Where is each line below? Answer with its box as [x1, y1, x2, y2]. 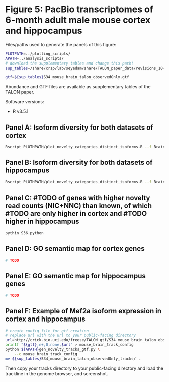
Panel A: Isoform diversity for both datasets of [5, 123, 153, 132]
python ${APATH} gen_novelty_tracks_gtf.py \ [5, 347, 100, 352]
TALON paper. [5, 89, 34, 95]
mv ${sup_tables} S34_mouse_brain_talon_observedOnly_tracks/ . [5, 356, 141, 361]
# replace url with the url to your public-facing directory [5, 333, 136, 338]
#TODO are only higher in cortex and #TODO [5, 209, 147, 218]
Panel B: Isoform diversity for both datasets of [5, 158, 153, 167]
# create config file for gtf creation [5, 328, 89, 333]
